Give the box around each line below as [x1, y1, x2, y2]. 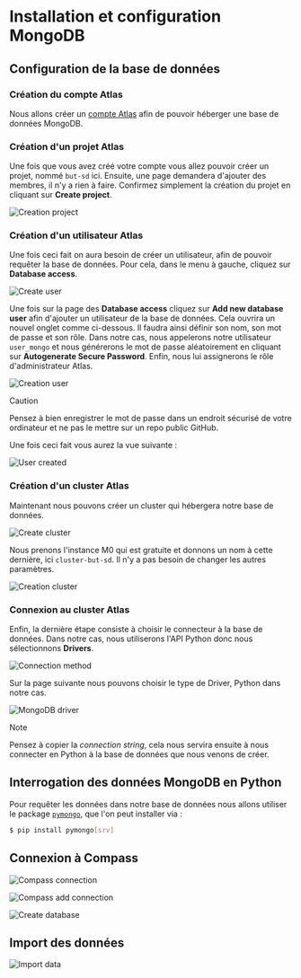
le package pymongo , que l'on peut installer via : [9, 808, 182, 819]
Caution [9, 395, 39, 406]
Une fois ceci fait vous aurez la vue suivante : [9, 440, 178, 451]
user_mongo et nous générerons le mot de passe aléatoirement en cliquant [9, 341, 281, 352]
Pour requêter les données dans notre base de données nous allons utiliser [9, 798, 288, 809]
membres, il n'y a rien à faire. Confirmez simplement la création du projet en [9, 180, 291, 190]
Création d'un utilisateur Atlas [9, 229, 144, 242]
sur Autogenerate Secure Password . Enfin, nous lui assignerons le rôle [9, 351, 274, 362]
